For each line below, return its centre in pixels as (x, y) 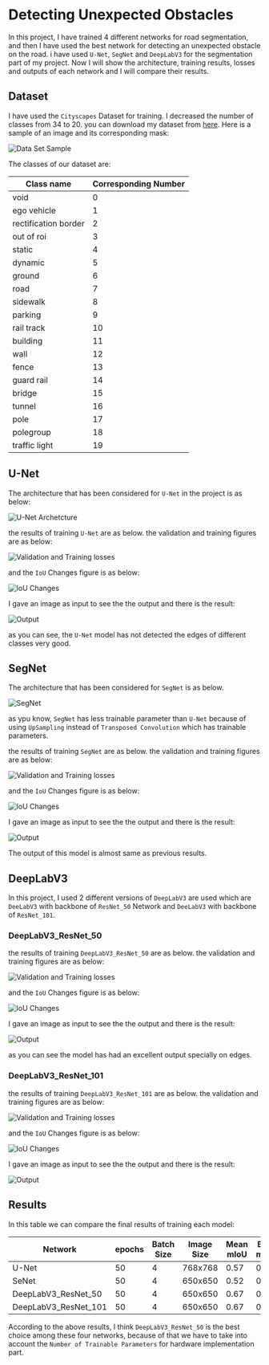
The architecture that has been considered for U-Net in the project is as (125, 493)
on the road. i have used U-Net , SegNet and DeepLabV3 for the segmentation (130, 54)
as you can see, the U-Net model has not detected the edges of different (127, 634)
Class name (48, 184)
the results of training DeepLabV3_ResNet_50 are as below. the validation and (132, 953)
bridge (25, 393)
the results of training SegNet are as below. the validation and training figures (134, 752)
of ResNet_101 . (32, 915)
